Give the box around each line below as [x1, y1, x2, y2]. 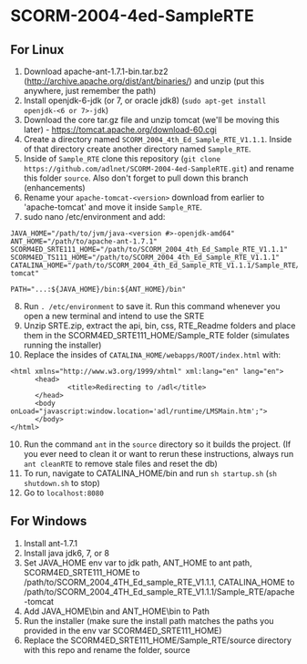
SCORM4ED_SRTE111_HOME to [23, 566, 140, 577]
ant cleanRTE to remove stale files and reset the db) [23, 458, 218, 469]
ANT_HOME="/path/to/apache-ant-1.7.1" [10, 237, 158, 246]
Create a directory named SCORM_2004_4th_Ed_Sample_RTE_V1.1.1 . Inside [23, 134, 292, 144]
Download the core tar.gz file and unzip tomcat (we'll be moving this [23, 115, 281, 125]
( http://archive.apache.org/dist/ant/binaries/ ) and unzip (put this [23, 76, 265, 87]
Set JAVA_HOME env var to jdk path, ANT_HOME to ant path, [23, 557, 253, 568]
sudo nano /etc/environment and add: [23, 212, 166, 222]
